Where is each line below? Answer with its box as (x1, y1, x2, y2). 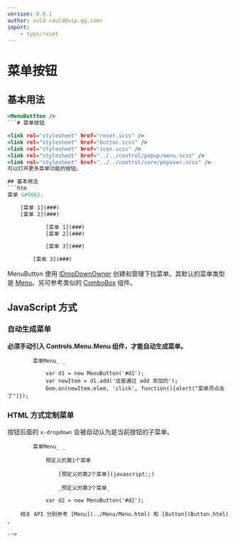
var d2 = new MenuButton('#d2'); (45, 497, 144, 505)
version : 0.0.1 (7, 10, 53, 18)
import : (7, 23, 31, 31)
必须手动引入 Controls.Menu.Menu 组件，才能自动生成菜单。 (7, 342, 187, 350)
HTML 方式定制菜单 (7, 410, 75, 420)
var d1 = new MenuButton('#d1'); (45, 370, 144, 377)
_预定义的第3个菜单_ (58, 485, 111, 492)
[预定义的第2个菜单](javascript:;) (58, 471, 155, 478)
